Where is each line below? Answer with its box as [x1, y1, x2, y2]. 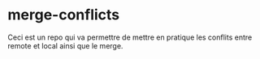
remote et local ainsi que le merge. [7, 40, 123, 50]
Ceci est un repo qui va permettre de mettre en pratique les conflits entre [7, 32, 253, 42]
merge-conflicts [7, 6, 120, 24]
